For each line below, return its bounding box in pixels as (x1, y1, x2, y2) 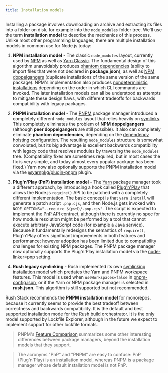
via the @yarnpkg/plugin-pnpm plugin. (12, 169, 93, 175)
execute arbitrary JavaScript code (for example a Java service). (12, 221, 144, 228)
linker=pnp (12, 254, 35, 260)
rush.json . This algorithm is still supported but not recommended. (12, 285, 149, 291)
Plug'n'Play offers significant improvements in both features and (12, 232, 145, 238)
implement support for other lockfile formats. (5, 321, 98, 327)
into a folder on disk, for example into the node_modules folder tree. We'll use (5, 26, 162, 33)
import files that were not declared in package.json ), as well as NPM (12, 68, 155, 74)
